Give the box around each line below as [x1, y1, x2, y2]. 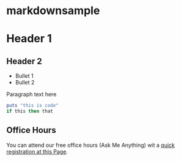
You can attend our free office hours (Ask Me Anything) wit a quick [6, 141, 175, 149]
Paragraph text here [6, 91, 57, 98]
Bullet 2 [15, 79, 35, 86]
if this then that [6, 108, 53, 114]
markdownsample [6, 4, 100, 18]
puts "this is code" [6, 102, 59, 109]
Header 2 [6, 56, 43, 66]
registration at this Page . [6, 148, 68, 155]
